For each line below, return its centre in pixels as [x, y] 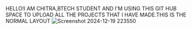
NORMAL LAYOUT [28, 21]
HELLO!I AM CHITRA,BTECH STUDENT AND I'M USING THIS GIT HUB [91, 9]
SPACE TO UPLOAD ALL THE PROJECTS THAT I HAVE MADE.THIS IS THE [96, 15]
